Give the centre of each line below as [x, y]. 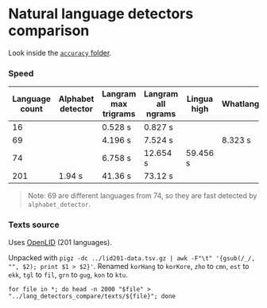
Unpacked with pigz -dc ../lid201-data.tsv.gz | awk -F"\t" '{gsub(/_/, [132, 257]
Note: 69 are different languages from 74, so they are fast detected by [142, 196]
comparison [49, 31]
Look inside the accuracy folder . [60, 53]
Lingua [200, 99]
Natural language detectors [101, 14]
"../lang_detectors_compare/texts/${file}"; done [92, 296]
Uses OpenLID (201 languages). [60, 242]
